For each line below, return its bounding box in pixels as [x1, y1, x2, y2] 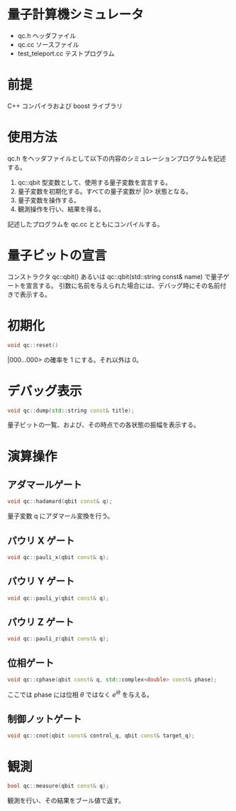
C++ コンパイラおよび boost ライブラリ [7, 101, 123, 110]
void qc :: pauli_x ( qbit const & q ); [7, 554, 110, 561]
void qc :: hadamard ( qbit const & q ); [7, 498, 113, 505]
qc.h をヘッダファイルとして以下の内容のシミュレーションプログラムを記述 [7, 154, 226, 162]
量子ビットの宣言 [7, 248, 108, 263]
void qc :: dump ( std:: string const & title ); [7, 407, 135, 414]
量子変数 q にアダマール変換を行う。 [7, 511, 114, 520]
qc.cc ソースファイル [17, 40, 79, 48]
